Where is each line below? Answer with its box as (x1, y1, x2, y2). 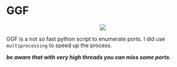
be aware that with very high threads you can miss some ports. (6, 53, 171, 61)
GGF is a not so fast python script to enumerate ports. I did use (6, 35, 165, 43)
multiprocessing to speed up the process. (6, 41, 112, 49)
